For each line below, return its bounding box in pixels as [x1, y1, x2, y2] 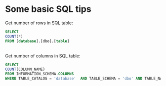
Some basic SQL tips [5, 3, 91, 15]
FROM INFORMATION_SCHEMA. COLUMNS [5, 72, 74, 77]
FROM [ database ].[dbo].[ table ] [5, 39, 70, 43]
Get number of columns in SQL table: [5, 53, 81, 59]
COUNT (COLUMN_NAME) [5, 67, 45, 72]
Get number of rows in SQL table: [5, 20, 73, 26]
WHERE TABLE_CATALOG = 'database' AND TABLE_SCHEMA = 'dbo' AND [5, 76, 142, 81]
